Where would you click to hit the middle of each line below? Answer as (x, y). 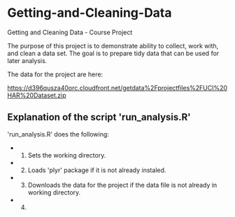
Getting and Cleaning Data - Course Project (70, 32)
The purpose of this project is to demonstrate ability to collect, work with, (113, 45)
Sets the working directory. (67, 155)
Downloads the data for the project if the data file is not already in (122, 185)
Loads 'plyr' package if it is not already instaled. (97, 170)
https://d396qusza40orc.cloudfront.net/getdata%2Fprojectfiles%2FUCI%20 (117, 87)
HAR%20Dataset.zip (37, 95)
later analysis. (27, 60)
